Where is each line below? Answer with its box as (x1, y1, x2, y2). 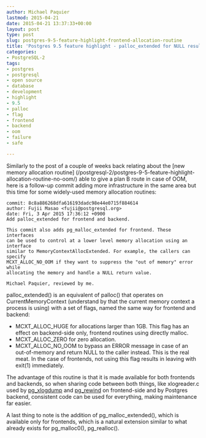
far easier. (6, 399, 32, 407)
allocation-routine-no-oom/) (6, 175, 78, 183)
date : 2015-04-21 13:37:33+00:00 (6, 20, 92, 26)
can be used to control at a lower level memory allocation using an (6, 237, 188, 244)
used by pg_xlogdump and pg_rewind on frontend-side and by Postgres (6, 387, 188, 394)
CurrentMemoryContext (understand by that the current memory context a (6, 298, 195, 305)
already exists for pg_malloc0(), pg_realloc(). (6, 424, 120, 432)
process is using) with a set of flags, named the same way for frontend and (6, 304, 196, 311)
